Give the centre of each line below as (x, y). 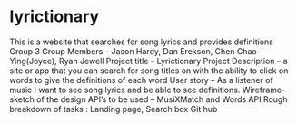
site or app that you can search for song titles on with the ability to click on (149, 71)
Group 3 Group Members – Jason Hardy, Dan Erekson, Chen (122, 51)
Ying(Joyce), (33, 61)
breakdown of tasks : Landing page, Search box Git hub (114, 109)
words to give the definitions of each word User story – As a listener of (142, 80)
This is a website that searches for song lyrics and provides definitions (142, 42)
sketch (22, 99)
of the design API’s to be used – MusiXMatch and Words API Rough (162, 99)
